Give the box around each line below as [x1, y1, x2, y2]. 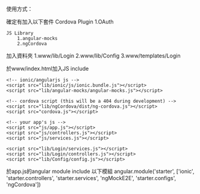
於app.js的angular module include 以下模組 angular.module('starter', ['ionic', [6, 168, 195, 175]
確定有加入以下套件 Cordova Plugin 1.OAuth [6, 18, 114, 25]
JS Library [6, 30, 34, 36]
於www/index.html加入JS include [6, 65, 89, 72]
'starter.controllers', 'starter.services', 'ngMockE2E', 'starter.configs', [6, 175, 177, 181]
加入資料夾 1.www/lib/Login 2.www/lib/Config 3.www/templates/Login [6, 52, 181, 59]
